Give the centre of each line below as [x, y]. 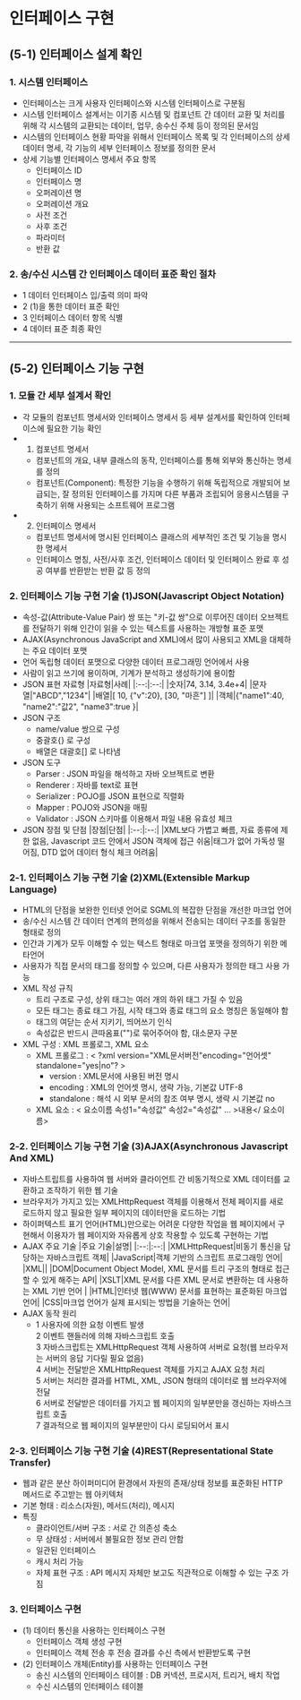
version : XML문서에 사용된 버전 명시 [114, 1077]
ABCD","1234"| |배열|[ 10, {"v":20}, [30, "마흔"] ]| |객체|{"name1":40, [160, 696]
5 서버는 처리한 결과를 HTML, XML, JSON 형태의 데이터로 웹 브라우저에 [161, 1380]
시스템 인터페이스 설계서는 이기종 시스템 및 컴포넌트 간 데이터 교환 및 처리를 [154, 114]
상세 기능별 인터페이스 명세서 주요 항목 [89, 159]
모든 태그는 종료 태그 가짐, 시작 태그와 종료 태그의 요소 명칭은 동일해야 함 [162, 1011]
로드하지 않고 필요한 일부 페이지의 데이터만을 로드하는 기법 [124, 1212]
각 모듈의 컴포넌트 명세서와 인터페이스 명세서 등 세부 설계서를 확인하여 [144, 416]
